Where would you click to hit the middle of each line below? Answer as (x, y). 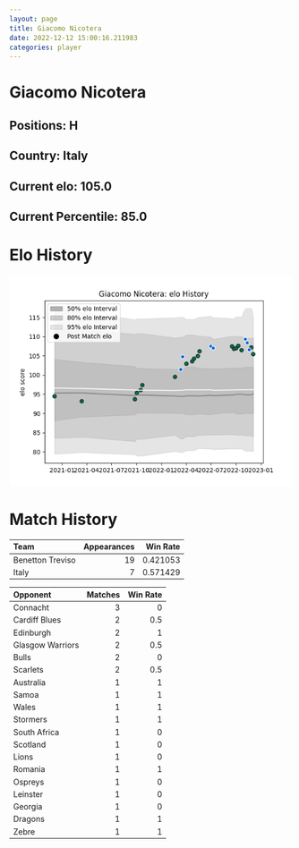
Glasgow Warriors (46, 645)
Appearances (109, 547)
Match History (64, 520)
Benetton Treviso (44, 560)
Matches (103, 594)
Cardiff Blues (37, 620)
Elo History (51, 255)
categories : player (46, 47)
